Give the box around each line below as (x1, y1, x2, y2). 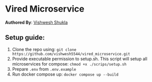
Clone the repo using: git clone (12, 46, 76, 52)
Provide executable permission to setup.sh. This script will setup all (12, 56, 148, 62)
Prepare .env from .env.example (12, 66, 76, 72)
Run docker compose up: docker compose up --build (12, 71, 118, 77)
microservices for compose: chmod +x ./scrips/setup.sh (12, 61, 127, 66)
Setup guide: (5, 33, 45, 42)
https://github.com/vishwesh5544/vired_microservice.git (12, 51, 131, 56)
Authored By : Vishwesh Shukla (5, 19, 68, 25)
